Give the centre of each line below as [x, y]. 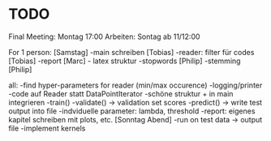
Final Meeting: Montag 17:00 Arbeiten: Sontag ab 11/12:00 [104, 36]
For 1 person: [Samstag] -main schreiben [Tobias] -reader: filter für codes [131, 52]
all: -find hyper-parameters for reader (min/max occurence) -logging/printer [135, 85]
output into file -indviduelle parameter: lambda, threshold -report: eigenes [132, 111]
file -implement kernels [47, 128]
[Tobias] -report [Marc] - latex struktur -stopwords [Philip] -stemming [125, 61]
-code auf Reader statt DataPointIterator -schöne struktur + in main [121, 93]
